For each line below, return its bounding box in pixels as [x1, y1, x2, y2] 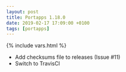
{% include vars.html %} [6, 42, 67, 49]
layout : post [6, 8, 39, 15]
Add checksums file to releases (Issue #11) [14, 53, 121, 61]
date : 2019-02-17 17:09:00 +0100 [6, 20, 90, 26]
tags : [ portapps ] [6, 25, 50, 32]
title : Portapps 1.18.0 [6, 14, 66, 20]
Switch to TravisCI [14, 60, 60, 67]
